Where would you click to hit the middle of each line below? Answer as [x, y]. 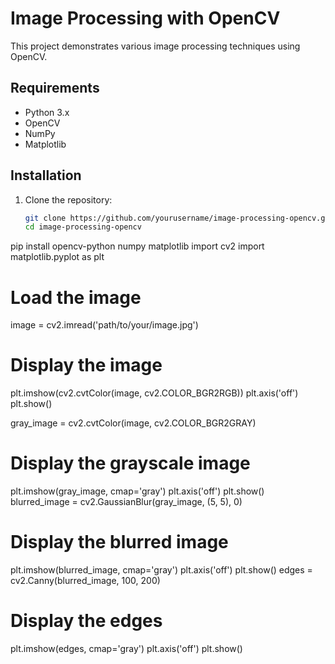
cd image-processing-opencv [83, 227]
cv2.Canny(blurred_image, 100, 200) [85, 581]
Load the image [76, 297]
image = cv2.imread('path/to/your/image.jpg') [104, 325]
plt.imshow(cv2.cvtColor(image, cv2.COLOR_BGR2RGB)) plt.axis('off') [154, 393]
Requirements [55, 88]
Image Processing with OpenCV [145, 18]
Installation [46, 175]
